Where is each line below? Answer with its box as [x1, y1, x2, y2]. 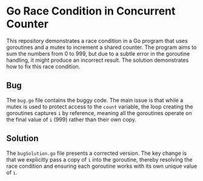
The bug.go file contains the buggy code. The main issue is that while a [6, 96, 184, 104]
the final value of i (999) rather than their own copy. [6, 116, 136, 123]
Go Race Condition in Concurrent [6, 4, 176, 18]
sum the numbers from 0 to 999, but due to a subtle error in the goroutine [6, 50, 190, 57]
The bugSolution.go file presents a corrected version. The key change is [6, 150, 187, 157]
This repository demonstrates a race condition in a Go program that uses [6, 37, 188, 44]
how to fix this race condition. [6, 62, 81, 70]
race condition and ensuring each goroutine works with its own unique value [6, 162, 198, 169]
